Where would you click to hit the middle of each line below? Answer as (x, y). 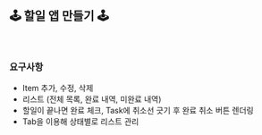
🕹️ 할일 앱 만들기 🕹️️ (59, 16)
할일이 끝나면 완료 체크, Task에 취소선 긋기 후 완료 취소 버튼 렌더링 (138, 111)
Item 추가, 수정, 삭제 (58, 89)
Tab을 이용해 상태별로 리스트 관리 (80, 122)
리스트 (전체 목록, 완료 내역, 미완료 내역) (92, 99)
